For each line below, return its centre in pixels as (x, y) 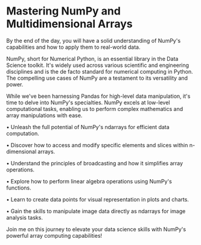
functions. (19, 188)
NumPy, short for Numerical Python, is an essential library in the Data (92, 59)
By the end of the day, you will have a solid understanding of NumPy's (94, 40)
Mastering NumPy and (63, 11)
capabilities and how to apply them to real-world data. (73, 47)
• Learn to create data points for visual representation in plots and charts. (97, 199)
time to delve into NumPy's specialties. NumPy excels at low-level (88, 102)
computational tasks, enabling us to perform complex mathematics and (95, 109)
